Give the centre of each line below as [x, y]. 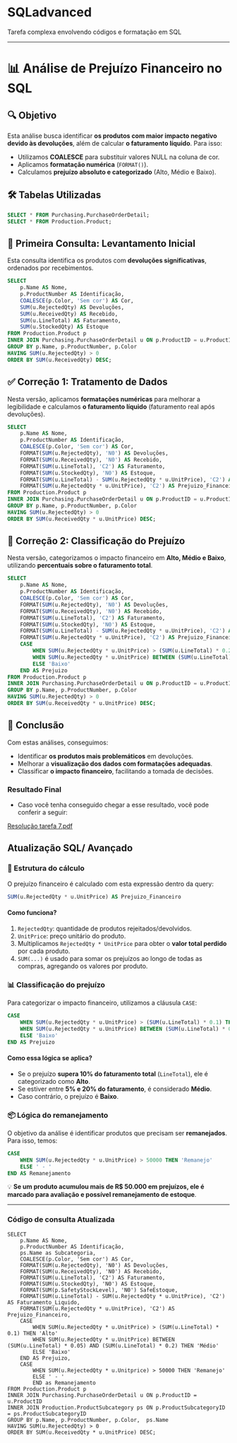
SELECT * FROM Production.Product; [60, 221]
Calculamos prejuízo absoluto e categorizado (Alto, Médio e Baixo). [117, 172]
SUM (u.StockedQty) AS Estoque [65, 327]
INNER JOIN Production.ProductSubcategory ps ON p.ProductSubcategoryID [116, 1408]
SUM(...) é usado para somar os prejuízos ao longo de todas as [110, 958]
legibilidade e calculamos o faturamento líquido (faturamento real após [111, 407]
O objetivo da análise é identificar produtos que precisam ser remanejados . [117, 1133]
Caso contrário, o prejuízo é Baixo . [68, 1096]
